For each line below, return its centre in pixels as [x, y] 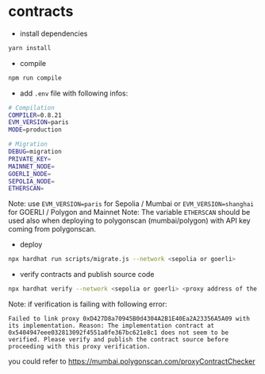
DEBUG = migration [35, 152]
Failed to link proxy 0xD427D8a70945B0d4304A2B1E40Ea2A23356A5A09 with [129, 319]
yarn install [30, 48]
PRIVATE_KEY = [30, 159]
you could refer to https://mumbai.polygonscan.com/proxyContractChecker [132, 361]
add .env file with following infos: [74, 93]
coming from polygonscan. [52, 229]
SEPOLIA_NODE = [32, 181]
